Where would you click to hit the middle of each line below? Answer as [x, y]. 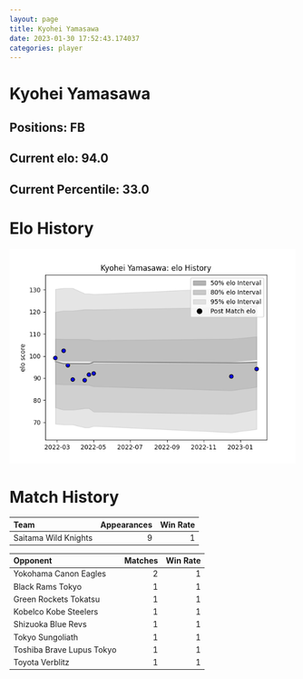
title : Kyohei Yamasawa [54, 29]
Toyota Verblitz [41, 663]
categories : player [46, 48]
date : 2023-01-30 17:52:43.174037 [75, 38]
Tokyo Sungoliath [46, 637]
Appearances [126, 524]
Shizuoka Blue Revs [50, 624]
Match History [64, 497]
